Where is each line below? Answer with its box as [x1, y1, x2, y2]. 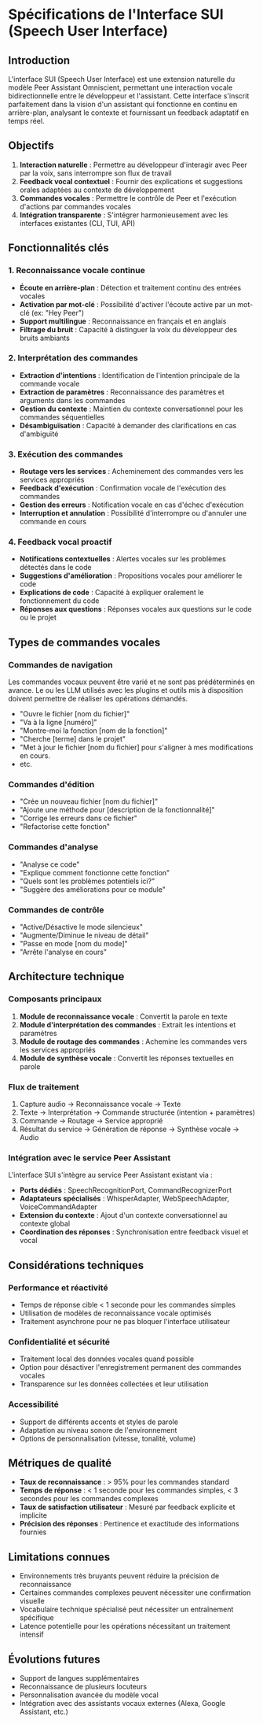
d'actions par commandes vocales [19, 202, 132, 211]
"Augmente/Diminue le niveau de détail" [19, 930, 149, 940]
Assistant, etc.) [19, 1707, 69, 1716]
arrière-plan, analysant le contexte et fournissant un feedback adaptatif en [8, 108, 250, 117]
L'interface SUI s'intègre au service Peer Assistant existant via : [8, 1171, 214, 1180]
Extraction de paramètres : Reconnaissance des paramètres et [19, 387, 225, 397]
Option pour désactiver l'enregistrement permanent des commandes [19, 1363, 242, 1372]
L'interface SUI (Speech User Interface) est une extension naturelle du [8, 75, 236, 83]
